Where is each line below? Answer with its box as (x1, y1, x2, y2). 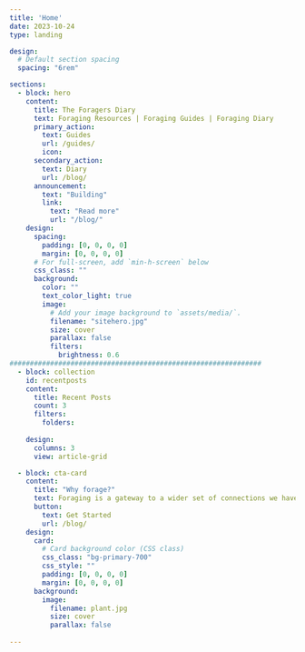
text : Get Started (42, 510, 112, 519)
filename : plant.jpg (49, 604, 128, 613)
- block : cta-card (17, 468, 88, 477)
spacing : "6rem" (17, 64, 79, 73)
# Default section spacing (17, 55, 120, 65)
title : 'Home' (9, 13, 64, 23)
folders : (42, 418, 75, 427)
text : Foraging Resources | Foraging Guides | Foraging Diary (33, 114, 274, 123)
